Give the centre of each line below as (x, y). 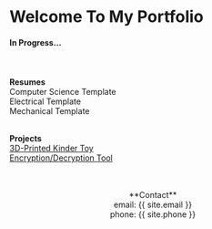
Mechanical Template (50, 111)
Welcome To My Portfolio (107, 17)
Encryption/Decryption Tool (61, 158)
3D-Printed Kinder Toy (51, 149)
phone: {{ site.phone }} (153, 214)
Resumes (27, 82)
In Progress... (35, 42)
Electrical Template (45, 101)
